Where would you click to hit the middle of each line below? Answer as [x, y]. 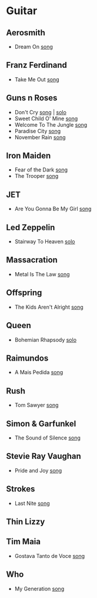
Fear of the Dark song [41, 170]
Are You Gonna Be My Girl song [53, 209]
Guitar [22, 11]
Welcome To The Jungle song [51, 124]
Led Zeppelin [31, 227]
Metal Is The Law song [42, 274]
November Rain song [40, 137]
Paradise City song [38, 131]
